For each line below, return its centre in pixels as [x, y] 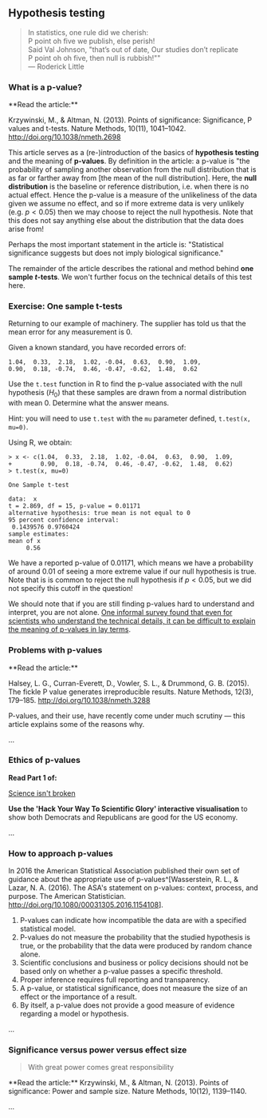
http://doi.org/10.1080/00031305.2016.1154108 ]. [86, 905]
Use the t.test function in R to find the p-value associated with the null [126, 384]
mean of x [25, 541]
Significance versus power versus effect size [98, 1050]
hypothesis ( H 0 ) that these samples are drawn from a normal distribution [128, 393]
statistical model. [48, 929]
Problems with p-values [55, 650]
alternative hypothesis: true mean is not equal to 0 [100, 513]
